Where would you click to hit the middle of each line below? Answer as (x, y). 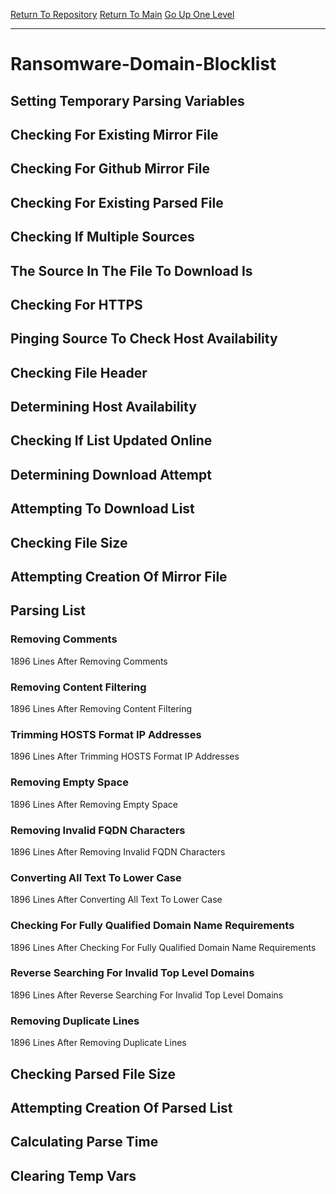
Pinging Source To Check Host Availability (144, 339)
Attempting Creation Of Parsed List (121, 1107)
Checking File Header (79, 372)
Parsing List (48, 610)
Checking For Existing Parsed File (117, 202)
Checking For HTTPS (76, 304)
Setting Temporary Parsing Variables (127, 100)
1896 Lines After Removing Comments (89, 661)
